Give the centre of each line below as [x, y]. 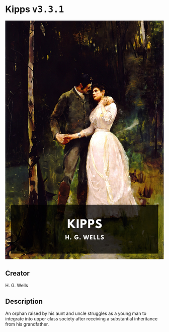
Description [24, 301]
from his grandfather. [27, 324]
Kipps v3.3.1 [35, 9]
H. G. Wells [17, 286]
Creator [18, 273]
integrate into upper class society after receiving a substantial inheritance [81, 319]
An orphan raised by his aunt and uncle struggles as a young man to [76, 313]
